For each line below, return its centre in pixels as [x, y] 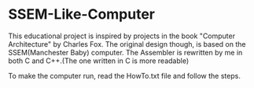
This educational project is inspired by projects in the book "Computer [122, 36]
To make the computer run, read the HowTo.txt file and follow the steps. [125, 76]
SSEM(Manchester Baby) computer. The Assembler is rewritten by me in [125, 52]
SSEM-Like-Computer [82, 14]
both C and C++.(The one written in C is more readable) [99, 61]
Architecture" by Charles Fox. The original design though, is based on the [127, 44]
